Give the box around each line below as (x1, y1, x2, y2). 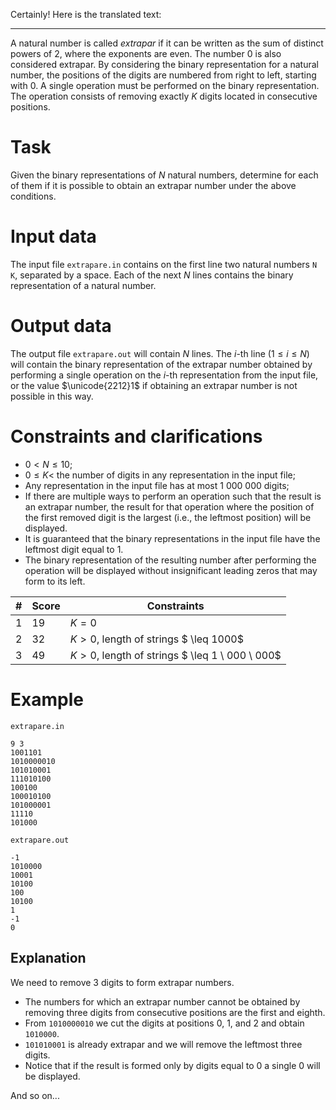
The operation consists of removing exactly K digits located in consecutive (10, 90, 318, 102)
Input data (10, 225, 97, 248)
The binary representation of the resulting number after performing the (24, 554, 317, 566)
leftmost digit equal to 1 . (24, 543, 124, 555)
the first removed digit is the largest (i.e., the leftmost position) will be (24, 511, 312, 523)
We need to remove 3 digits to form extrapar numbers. (10, 976, 235, 988)
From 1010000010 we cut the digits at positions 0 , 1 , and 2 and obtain (24, 1017, 305, 1029)
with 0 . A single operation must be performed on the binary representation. (10, 80, 320, 91)
